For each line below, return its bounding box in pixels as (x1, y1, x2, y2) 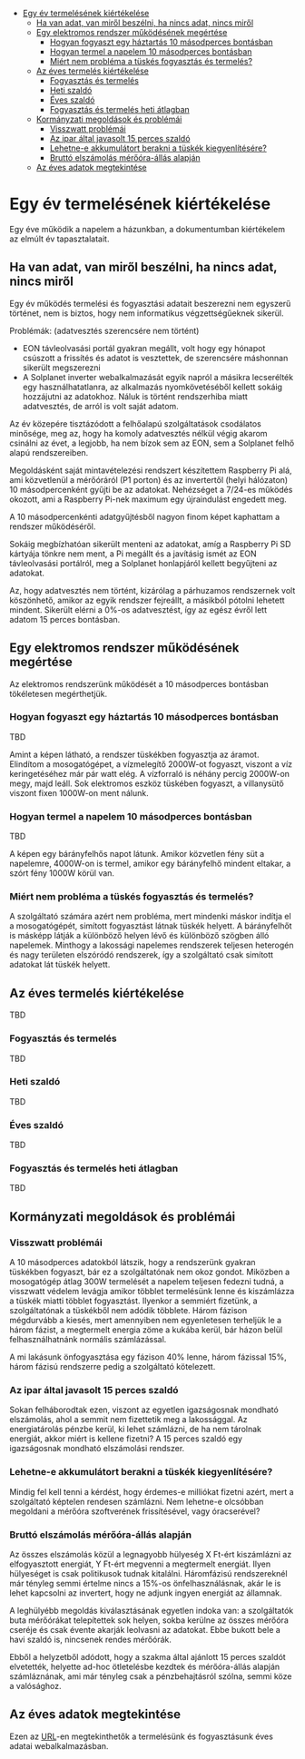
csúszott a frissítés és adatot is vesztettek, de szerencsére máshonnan (22, 352, 289, 363)
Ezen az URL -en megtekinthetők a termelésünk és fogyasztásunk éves (9, 1731, 274, 1742)
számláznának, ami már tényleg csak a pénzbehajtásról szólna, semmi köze (9, 1671, 292, 1682)
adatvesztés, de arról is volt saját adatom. (22, 400, 179, 411)
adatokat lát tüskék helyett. (9, 959, 111, 970)
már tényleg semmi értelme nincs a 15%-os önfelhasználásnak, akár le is (9, 1578, 281, 1589)
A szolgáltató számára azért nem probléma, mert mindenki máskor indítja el (9, 911, 292, 922)
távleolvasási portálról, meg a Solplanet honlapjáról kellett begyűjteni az (9, 557, 278, 568)
